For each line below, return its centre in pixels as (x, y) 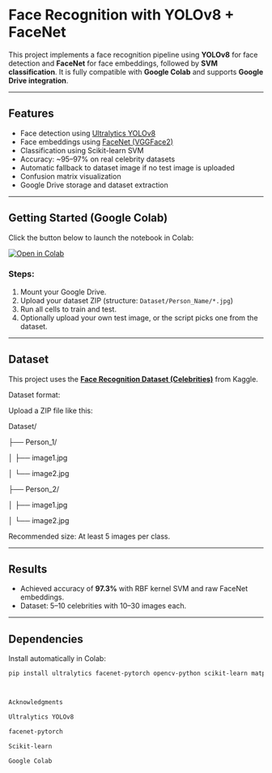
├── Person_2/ (34, 489)
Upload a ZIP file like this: (51, 410)
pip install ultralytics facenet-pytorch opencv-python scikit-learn (128, 674)
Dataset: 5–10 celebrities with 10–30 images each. (103, 606)
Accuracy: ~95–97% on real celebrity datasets (98, 159)
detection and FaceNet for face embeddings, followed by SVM (113, 63)
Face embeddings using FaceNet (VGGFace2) (97, 142)
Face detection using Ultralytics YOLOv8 (88, 133)
